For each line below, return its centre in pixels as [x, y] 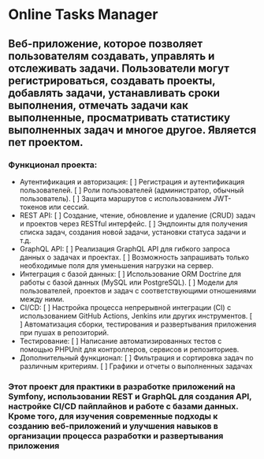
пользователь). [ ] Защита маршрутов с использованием [115, 198]
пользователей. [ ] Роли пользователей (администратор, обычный [132, 190]
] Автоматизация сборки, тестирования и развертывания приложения [138, 324]
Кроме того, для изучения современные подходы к [113, 416]
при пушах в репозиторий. [64, 332]
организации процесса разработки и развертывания [116, 435]
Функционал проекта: [53, 165]
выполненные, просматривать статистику [119, 117]
